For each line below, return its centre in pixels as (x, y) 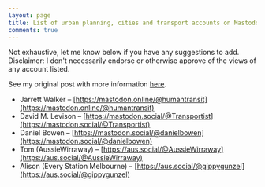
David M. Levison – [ (53, 116)
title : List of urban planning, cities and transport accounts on (119, 23)
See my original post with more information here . (88, 84)
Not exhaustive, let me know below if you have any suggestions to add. (124, 53)
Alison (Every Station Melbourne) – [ (78, 167)
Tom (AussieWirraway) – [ (62, 149)
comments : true (33, 30)
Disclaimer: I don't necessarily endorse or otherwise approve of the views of (132, 60)
